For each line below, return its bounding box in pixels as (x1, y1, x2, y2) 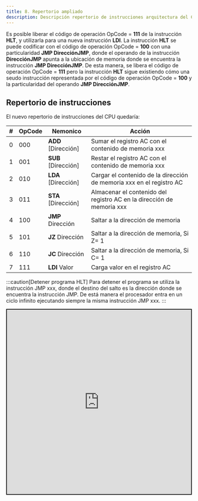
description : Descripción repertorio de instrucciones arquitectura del (6, 14, 189, 20)
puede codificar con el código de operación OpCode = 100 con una (6, 42, 171, 50)
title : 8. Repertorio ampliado (6, 8, 83, 15)
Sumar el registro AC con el (91, 137, 167, 145)
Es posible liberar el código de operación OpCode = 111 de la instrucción (6, 30, 182, 37)
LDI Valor (48, 263, 74, 271)
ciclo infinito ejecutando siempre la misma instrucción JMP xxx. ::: (6, 297, 167, 304)
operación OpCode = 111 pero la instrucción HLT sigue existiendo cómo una (6, 68, 190, 75)
